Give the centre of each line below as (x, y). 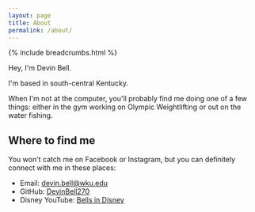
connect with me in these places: (62, 168)
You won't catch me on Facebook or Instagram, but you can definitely (122, 160)
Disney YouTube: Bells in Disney (72, 200)
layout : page (30, 15)
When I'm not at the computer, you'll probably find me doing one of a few (128, 99)
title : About (30, 23)
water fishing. (30, 115)
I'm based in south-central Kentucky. (69, 83)
